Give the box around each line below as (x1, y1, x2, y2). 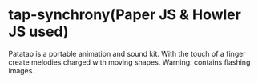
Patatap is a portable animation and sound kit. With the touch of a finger (8, 49, 246, 58)
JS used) (8, 22, 69, 41)
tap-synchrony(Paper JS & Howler (8, 6, 242, 24)
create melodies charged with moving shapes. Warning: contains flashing (8, 57, 251, 67)
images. (8, 65, 34, 75)
